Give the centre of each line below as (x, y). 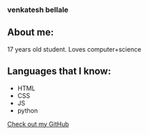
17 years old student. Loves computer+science (74, 49)
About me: (31, 33)
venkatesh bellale (38, 10)
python (28, 111)
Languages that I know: (59, 71)
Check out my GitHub (38, 124)
